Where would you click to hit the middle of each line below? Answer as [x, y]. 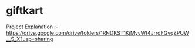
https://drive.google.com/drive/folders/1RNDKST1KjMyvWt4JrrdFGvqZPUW [97, 32]
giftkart [25, 11]
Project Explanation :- [32, 27]
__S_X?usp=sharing [30, 39]
